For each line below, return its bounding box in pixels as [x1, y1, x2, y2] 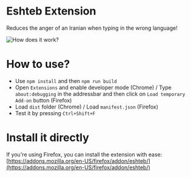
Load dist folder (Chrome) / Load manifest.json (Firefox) [15, 103, 159, 110]
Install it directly [6, 131, 90, 145]
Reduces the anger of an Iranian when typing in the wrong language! [6, 24, 178, 32]
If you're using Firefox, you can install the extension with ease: [6, 150, 163, 158]
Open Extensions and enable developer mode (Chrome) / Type [15, 84, 172, 91]
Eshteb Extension [6, 4, 96, 18]
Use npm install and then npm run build [15, 77, 117, 84]
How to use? [6, 58, 70, 71]
